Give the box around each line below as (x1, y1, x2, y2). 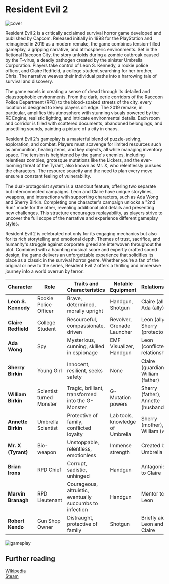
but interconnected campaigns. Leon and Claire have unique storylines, (5, 188, 153, 194)
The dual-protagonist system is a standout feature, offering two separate (5, 183, 156, 189)
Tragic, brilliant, (67, 384, 104, 391)
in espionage (67, 349, 98, 356)
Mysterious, (67, 336, 96, 343)
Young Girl (37, 367, 62, 374)
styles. (5, 220, 19, 227)
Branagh (8, 497, 29, 504)
